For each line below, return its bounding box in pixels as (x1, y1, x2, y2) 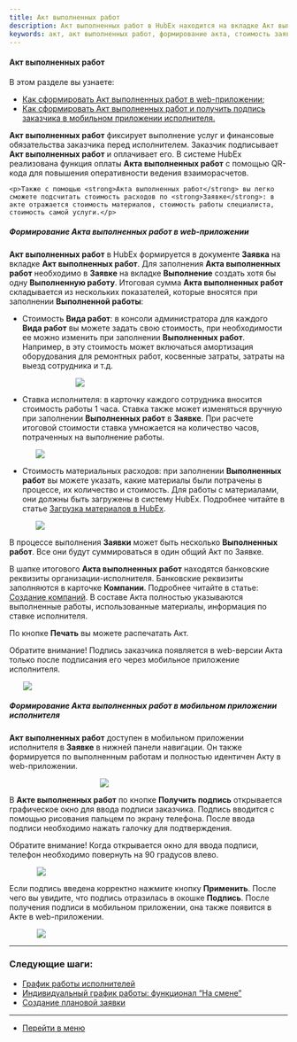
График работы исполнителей (21, 978, 135, 989)
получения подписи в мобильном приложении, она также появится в (9, 901, 272, 913)
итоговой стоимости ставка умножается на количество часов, (21, 422, 260, 432)
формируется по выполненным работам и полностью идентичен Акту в (9, 750, 281, 762)
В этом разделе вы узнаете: (9, 76, 115, 87)
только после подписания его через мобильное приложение (9, 654, 240, 665)
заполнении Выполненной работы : (9, 296, 144, 307)
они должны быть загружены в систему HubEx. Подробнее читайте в (21, 494, 286, 504)
